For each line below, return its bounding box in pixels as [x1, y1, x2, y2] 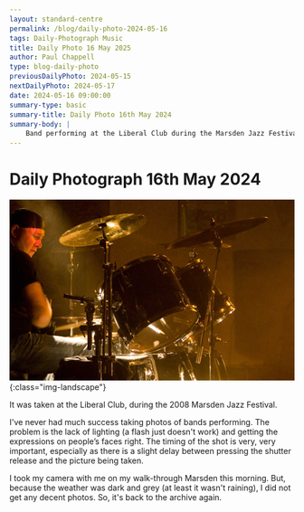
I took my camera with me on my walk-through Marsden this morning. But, [9, 472, 287, 483]
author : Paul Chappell [9, 52, 95, 62]
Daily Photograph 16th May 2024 [9, 169, 261, 190]
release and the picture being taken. [9, 455, 145, 466]
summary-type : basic [9, 100, 88, 109]
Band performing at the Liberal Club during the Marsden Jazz [25, 129, 265, 138]
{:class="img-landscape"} [9, 381, 107, 393]
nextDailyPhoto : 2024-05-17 [9, 81, 116, 90]
